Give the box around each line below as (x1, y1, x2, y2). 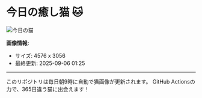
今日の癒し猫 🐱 (6, 5, 83, 19)
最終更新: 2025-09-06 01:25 (14, 60, 85, 67)
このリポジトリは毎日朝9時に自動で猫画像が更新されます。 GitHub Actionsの (6, 78, 195, 85)
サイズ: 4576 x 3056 (14, 52, 66, 59)
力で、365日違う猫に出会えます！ (6, 85, 90, 93)
